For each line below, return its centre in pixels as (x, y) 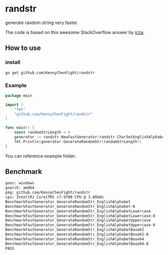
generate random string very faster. (42, 23)
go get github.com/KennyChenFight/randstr (50, 73)
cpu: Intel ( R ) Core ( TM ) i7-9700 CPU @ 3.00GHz (54, 197)
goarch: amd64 (20, 188)
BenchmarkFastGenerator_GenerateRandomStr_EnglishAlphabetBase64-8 (77, 243)
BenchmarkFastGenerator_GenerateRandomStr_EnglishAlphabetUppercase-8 (80, 225)
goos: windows (20, 183)
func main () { (20, 128)
